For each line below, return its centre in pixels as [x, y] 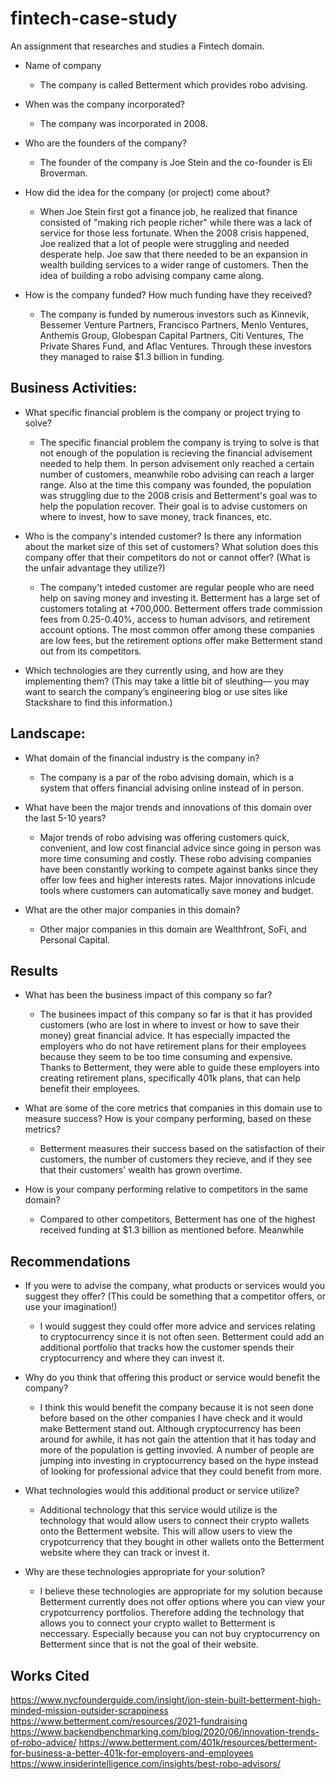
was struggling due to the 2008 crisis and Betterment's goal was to [178, 495]
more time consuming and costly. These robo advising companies [175, 858]
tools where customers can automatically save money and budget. [176, 890]
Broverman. [63, 173]
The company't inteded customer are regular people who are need [177, 587]
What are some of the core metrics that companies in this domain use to [173, 1108]
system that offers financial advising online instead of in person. [171, 788]
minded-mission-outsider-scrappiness [89, 1710]
